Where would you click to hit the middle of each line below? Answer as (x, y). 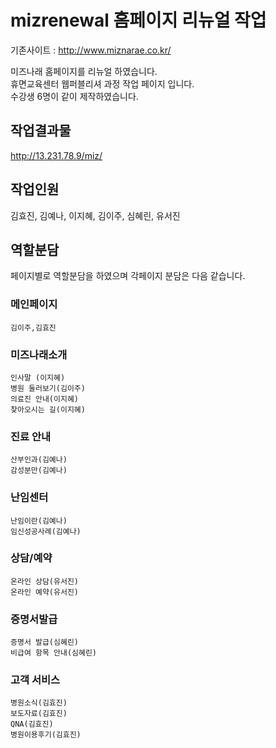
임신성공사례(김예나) (46, 531)
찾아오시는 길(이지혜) (48, 409)
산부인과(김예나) (39, 460)
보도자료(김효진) (39, 714)
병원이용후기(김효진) (46, 735)
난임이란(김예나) (39, 521)
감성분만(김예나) (39, 471)
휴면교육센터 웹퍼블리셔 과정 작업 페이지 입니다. (102, 83)
